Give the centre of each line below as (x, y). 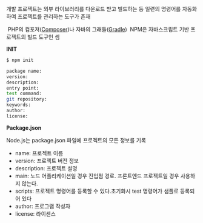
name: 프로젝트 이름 (39, 153)
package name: (24, 71)
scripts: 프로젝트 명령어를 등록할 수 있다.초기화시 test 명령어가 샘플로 (97, 191)
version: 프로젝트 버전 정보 (47, 161)
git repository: (27, 99)
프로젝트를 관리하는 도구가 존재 (54, 16)
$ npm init (20, 60)
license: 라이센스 (35, 213)
